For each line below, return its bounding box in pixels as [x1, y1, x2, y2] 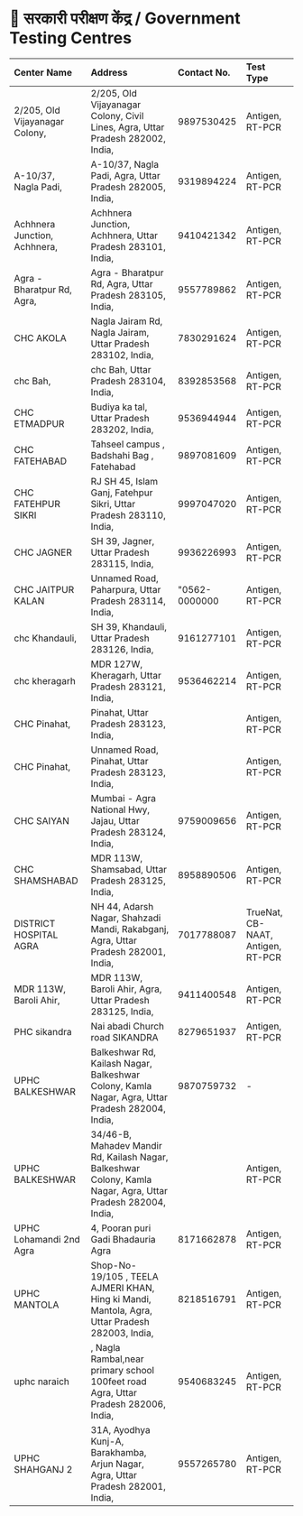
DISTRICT [14, 917, 56, 929]
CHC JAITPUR [14, 583, 75, 596]
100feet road [90, 1375, 147, 1388]
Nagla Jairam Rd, [90, 315, 163, 328]
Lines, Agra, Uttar [90, 121, 165, 134]
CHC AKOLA [14, 331, 68, 344]
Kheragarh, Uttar [90, 669, 162, 681]
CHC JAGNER [14, 546, 72, 559]
